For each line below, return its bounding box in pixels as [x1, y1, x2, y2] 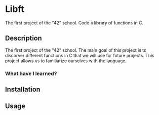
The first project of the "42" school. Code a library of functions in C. [5, 20, 144, 26]
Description [5, 34, 42, 42]
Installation [5, 85, 40, 94]
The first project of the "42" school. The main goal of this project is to [5, 47, 147, 53]
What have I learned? [5, 70, 57, 77]
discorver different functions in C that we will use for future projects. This [5, 52, 155, 58]
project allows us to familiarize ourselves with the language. [5, 58, 127, 64]
